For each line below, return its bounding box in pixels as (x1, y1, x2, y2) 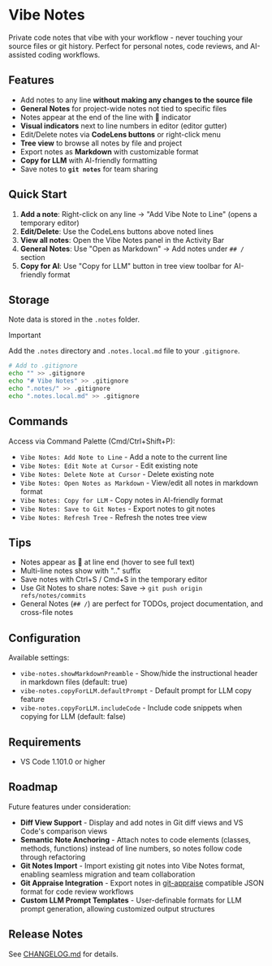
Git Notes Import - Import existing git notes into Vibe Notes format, (19, 860, 245, 870)
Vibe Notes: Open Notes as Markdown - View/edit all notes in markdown (19, 478, 258, 487)
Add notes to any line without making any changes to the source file (19, 95, 253, 105)
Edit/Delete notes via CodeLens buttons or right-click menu (19, 129, 222, 139)
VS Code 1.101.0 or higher (19, 757, 106, 766)
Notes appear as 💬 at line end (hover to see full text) (19, 557, 195, 567)
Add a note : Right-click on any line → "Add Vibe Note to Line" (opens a (19, 209, 257, 219)
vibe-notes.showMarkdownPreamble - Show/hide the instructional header (19, 669, 258, 678)
